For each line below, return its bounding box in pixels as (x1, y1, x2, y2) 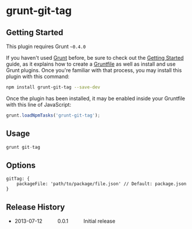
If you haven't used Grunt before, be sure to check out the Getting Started (6, 54, 184, 61)
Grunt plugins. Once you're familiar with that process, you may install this (6, 67, 182, 74)
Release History (6, 202, 65, 212)
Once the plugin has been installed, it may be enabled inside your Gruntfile (6, 95, 186, 102)
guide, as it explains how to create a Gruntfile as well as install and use (6, 60, 176, 67)
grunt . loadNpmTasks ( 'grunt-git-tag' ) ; (6, 112, 100, 118)
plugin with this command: (6, 73, 70, 80)
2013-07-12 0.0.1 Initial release (14, 218, 116, 225)
